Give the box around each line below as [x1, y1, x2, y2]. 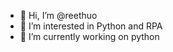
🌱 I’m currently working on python [19, 31, 160, 42]
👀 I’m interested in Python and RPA [19, 20, 163, 32]
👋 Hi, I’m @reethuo [19, 10, 98, 21]
